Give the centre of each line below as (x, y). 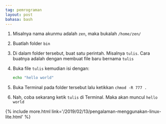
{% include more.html (28, 111)
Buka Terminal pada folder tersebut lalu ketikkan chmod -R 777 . (80, 88)
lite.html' (14, 117)
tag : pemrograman (24, 10)
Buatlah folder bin (31, 44)
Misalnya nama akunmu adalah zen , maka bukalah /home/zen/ (77, 34)
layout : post (19, 15)
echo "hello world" (33, 78)
